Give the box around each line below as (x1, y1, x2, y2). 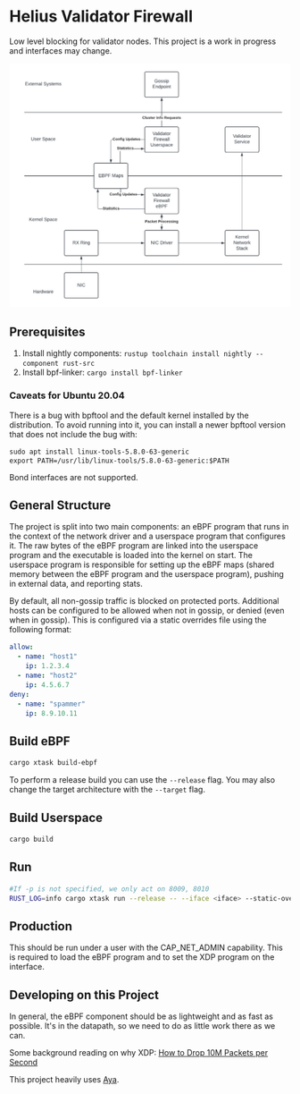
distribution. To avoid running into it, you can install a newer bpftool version (9, 419, 286, 430)
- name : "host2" (17, 671, 78, 681)
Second (9, 1057, 38, 1067)
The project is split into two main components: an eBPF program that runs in (9, 522, 289, 532)
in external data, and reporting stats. (9, 579, 143, 589)
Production (9, 919, 73, 934)
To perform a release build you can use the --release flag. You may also (9, 775, 275, 785)
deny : (9, 690, 29, 699)
